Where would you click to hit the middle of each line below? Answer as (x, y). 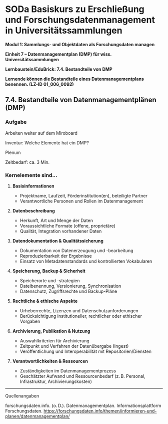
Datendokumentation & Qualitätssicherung (58, 241)
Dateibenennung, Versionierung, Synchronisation (70, 286)
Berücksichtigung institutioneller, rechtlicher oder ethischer (81, 316)
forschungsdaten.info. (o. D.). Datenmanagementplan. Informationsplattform (83, 405)
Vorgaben (30, 321)
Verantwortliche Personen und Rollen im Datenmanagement (81, 201)
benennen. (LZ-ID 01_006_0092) (39, 84)
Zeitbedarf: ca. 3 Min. (27, 162)
